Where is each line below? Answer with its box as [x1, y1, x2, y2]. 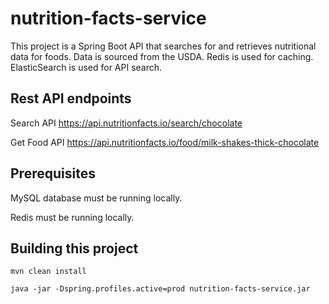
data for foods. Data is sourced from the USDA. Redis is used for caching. [10, 50, 314, 62]
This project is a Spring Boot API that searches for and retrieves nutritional [10, 40, 317, 52]
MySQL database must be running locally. [10, 192, 183, 204]
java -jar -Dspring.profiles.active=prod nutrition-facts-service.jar [10, 284, 311, 294]
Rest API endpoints [10, 90, 132, 107]
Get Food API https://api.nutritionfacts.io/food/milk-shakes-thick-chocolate [10, 136, 320, 148]
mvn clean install [10, 267, 87, 277]
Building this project [10, 240, 139, 257]
